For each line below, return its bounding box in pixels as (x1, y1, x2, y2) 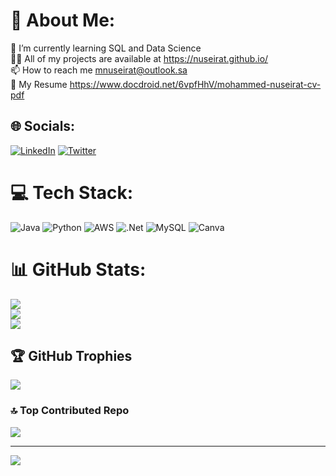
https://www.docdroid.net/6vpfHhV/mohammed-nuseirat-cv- (69, 78, 322, 90)
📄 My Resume (10, 78, 68, 90)
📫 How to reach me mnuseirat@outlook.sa (10, 64, 188, 76)
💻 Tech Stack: (10, 181, 134, 204)
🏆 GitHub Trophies (10, 348, 133, 365)
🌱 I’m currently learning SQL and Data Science (10, 42, 202, 54)
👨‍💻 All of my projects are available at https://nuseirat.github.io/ (10, 52, 269, 64)
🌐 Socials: (10, 118, 76, 135)
